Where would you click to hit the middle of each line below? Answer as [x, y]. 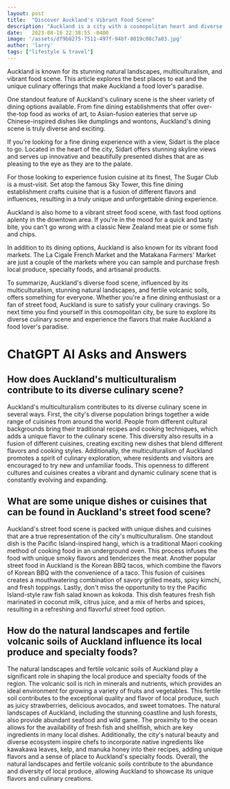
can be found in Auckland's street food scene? [109, 512]
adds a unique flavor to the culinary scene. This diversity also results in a [110, 436]
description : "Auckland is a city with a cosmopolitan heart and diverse [115, 26]
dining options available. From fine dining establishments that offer [101, 107]
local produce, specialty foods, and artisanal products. [84, 269]
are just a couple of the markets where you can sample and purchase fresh [113, 262]
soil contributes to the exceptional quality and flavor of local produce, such [113, 698]
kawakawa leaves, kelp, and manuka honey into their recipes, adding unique [115, 749]
